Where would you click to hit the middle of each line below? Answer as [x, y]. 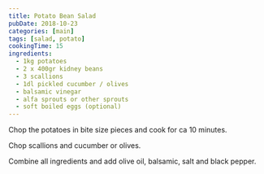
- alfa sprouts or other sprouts [72, 99]
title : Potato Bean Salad [52, 16]
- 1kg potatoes [41, 62]
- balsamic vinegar [49, 91]
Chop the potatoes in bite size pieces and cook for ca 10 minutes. [118, 130]
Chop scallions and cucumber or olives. [75, 146]
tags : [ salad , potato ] [47, 39]
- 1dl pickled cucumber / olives [72, 84]
